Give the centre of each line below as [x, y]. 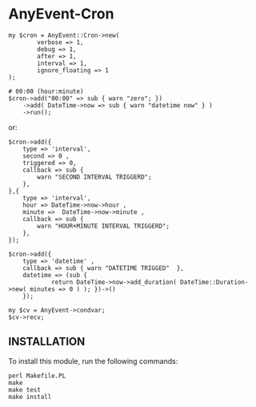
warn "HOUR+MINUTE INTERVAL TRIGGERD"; [104, 226]
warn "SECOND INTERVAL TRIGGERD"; [94, 177]
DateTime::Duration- [214, 282]
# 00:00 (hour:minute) [46, 91]
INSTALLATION [47, 342]
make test [25, 389]
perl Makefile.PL [37, 376]
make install [30, 397]
